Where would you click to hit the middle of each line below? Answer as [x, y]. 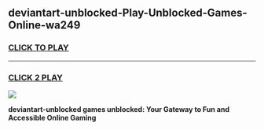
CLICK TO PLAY [38, 48]
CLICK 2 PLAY [35, 77]
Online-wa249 [44, 26]
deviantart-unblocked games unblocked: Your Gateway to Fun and [119, 109]
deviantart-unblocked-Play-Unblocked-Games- [128, 13]
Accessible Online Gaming [52, 117]
